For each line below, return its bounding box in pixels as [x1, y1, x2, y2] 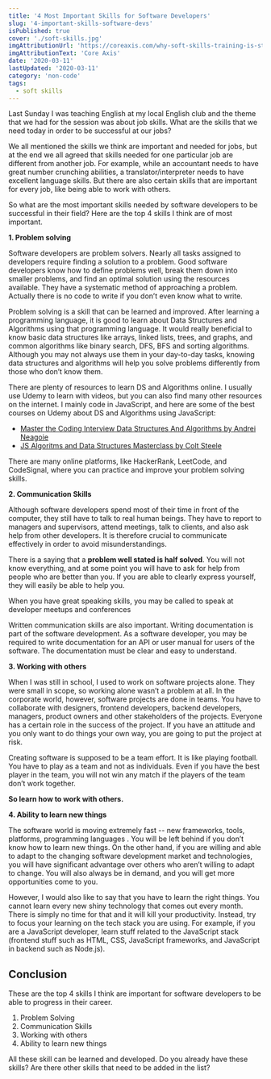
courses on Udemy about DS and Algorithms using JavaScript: [8, 408, 216, 418]
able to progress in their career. [8, 998, 113, 1007]
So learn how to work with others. [8, 794, 124, 804]
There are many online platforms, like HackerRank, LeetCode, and [8, 456, 227, 466]
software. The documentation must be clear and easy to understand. [8, 646, 237, 656]
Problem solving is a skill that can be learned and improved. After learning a [8, 307, 260, 317]
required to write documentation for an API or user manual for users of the [8, 638, 256, 648]
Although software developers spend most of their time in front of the [8, 505, 240, 515]
